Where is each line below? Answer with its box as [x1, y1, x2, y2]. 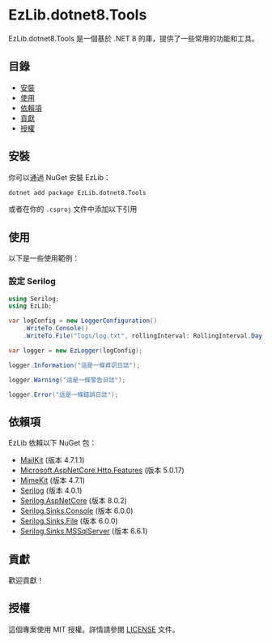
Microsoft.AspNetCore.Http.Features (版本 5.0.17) [19, 465, 185, 476]
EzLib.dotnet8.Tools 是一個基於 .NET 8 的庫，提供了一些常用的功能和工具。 [8, 33, 259, 43]
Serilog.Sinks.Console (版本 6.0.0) [19, 506, 134, 516]
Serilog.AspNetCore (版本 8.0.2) [19, 496, 128, 506]
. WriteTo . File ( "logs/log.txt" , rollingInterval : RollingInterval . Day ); [23, 332, 270, 340]
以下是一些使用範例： [8, 253, 79, 263]
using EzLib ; [8, 302, 53, 310]
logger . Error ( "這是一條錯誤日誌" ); [8, 390, 119, 399]
